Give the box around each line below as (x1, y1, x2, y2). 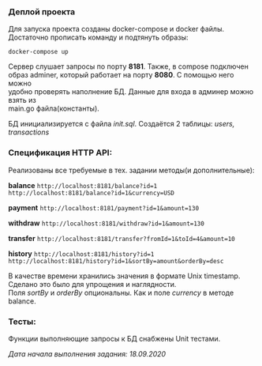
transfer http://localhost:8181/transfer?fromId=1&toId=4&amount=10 (8, 233, 235, 243)
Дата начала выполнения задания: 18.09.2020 (8, 349, 167, 358)
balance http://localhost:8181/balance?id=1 (8, 180, 158, 190)
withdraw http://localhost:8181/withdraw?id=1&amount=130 (8, 218, 205, 228)
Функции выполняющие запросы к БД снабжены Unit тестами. (8, 334, 221, 343)
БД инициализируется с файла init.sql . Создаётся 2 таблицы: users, (8, 119, 235, 129)
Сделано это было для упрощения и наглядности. (8, 279, 177, 289)
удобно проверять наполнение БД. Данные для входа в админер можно (8, 87, 254, 96)
